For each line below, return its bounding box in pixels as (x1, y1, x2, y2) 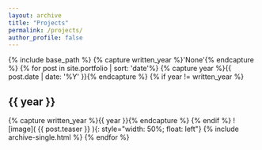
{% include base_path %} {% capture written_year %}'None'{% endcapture (8, 55, 255, 65)
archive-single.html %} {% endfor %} (8, 133, 130, 142)
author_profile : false (8, 33, 83, 42)
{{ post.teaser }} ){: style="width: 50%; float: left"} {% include (37, 124, 239, 134)
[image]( (8, 124, 36, 134)
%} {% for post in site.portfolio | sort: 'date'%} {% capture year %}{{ (8, 64, 232, 73)
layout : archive (8, 11, 62, 20)
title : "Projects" (8, 19, 69, 27)
